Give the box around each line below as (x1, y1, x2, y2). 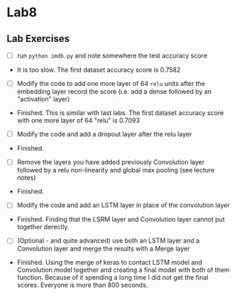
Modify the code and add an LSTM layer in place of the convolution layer (16, 201, 230, 209)
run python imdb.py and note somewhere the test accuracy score (16, 51, 207, 60)
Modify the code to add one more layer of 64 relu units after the (16, 80, 205, 88)
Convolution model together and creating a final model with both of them (16, 265, 230, 274)
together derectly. (16, 223, 70, 231)
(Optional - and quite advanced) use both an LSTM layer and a (16, 236, 200, 245)
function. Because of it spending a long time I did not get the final (16, 273, 209, 282)
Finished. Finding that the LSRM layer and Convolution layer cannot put (16, 215, 225, 224)
